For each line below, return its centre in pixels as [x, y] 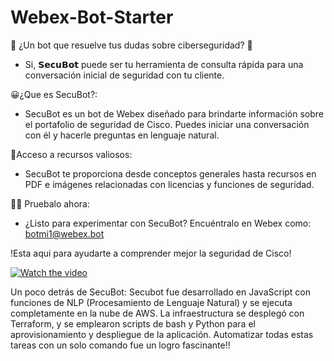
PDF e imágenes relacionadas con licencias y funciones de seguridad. [169, 184]
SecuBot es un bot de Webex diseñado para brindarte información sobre [174, 113]
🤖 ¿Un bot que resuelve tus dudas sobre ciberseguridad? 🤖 [131, 45]
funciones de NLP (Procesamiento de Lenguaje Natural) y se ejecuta [151, 302]
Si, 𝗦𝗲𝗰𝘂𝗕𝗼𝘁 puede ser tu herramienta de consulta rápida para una [164, 64]
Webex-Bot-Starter [92, 17]
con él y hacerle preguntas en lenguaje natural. [122, 135]
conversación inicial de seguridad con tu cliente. [124, 75]
